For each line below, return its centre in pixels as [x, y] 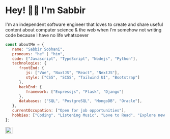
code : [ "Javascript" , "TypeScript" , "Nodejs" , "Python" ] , [75, 59]
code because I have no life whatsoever [47, 35]
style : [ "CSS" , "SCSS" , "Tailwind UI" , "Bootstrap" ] [83, 78]
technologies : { [29, 63]
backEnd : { [30, 87]
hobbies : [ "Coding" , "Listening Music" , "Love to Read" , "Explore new [89, 115]
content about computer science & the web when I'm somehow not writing [83, 29]
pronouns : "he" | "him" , [38, 54]
